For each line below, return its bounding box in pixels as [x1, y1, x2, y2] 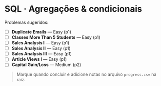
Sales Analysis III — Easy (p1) [11, 51, 72, 57]
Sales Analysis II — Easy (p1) [11, 45, 71, 52]
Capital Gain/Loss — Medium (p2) [11, 62, 81, 68]
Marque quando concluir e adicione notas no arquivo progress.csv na [16, 71, 157, 77]
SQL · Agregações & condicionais [4, 3, 142, 15]
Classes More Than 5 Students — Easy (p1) [11, 34, 101, 40]
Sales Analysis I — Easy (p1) [11, 40, 70, 46]
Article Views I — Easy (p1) [11, 56, 67, 62]
